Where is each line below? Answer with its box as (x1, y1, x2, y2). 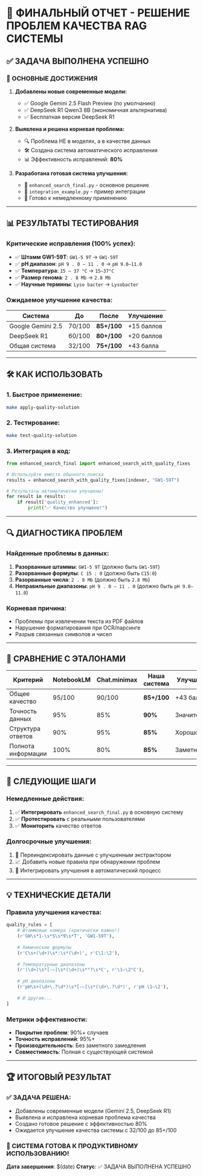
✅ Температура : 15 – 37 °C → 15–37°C (14, 267, 115, 274)
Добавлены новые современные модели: (14, 88, 127, 95)
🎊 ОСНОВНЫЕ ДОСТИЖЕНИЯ (6, 74, 98, 82)
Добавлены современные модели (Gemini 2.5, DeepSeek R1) (14, 1107, 172, 1114)
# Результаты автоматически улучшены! (6, 488, 104, 494)
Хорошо (175, 728, 199, 736)
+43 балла (127, 341, 159, 350)
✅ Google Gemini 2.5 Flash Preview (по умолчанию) (24, 99, 156, 107)
